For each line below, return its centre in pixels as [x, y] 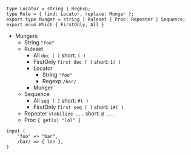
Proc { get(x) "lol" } [52, 120]
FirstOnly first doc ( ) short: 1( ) [77, 62]
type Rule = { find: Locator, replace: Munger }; [70, 14]
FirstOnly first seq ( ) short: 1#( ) [79, 107]
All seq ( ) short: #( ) [61, 101]
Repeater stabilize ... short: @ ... [69, 113]
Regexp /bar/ [59, 81]
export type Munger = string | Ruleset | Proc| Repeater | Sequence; [96, 19]
